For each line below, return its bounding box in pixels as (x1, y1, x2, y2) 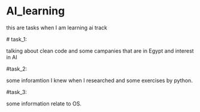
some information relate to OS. (6, 100, 82, 107)
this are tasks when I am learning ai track (6, 24, 108, 31)
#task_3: (6, 88, 27, 95)
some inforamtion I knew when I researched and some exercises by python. (6, 77, 193, 84)
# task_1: (6, 35, 27, 43)
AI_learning (6, 4, 65, 18)
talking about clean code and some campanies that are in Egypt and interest (6, 47, 194, 55)
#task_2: (6, 65, 28, 72)
